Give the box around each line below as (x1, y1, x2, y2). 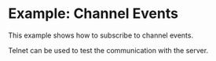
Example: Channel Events (8, 5, 179, 23)
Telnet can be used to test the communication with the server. (8, 45, 209, 55)
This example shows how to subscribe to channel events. (8, 30, 194, 40)
